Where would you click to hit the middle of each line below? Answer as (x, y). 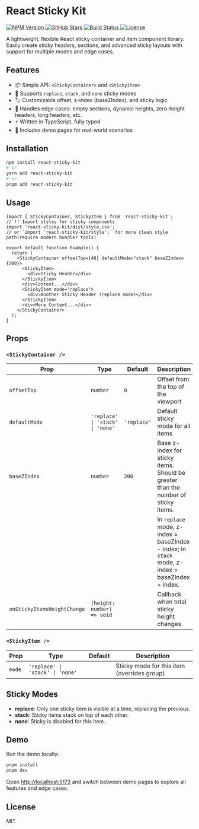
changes (169, 624)
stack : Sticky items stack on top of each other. (72, 715)
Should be (171, 473)
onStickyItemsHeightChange (47, 609)
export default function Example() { (53, 247)
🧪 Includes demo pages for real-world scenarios (74, 130)
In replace (171, 519)
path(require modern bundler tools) (51, 237)
